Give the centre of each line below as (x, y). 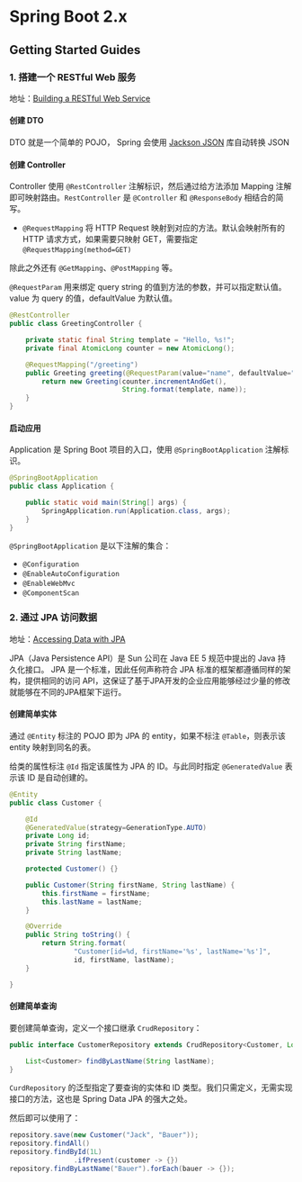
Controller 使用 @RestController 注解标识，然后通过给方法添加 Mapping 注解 (151, 186)
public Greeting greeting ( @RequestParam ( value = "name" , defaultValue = (159, 373)
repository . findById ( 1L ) (56, 1152)
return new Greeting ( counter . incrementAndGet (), (134, 381)
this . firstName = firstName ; (96, 893)
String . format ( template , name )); (184, 390)
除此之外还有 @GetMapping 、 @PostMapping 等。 (93, 268)
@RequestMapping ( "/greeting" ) (82, 365)
